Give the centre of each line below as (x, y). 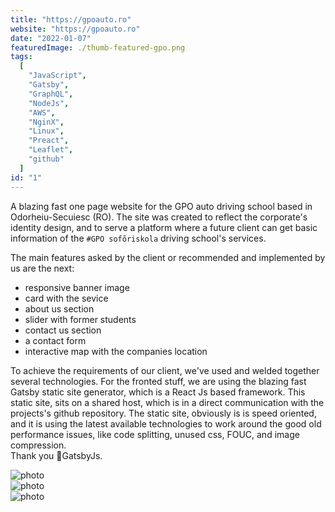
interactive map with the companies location (116, 351)
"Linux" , (46, 131)
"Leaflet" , (51, 150)
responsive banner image (77, 287)
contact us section (63, 330)
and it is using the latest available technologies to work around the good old (166, 423)
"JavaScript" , (57, 76)
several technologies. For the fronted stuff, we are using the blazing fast (158, 381)
